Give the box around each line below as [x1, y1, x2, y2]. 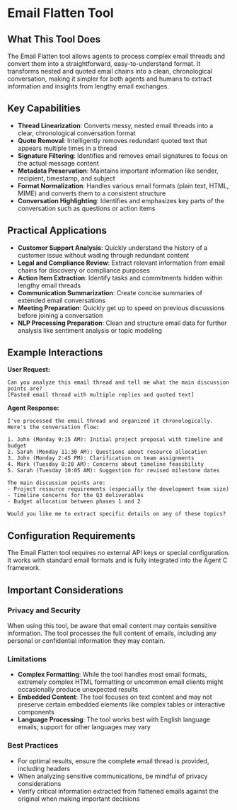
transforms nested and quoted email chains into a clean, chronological [7, 67, 213, 75]
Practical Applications [7, 224, 108, 236]
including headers [17, 764, 71, 772]
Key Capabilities [7, 103, 81, 115]
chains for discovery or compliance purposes [17, 266, 150, 274]
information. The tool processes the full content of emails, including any [7, 629, 217, 637]
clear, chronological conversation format [17, 129, 136, 137]
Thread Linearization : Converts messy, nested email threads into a [17, 121, 214, 130]
